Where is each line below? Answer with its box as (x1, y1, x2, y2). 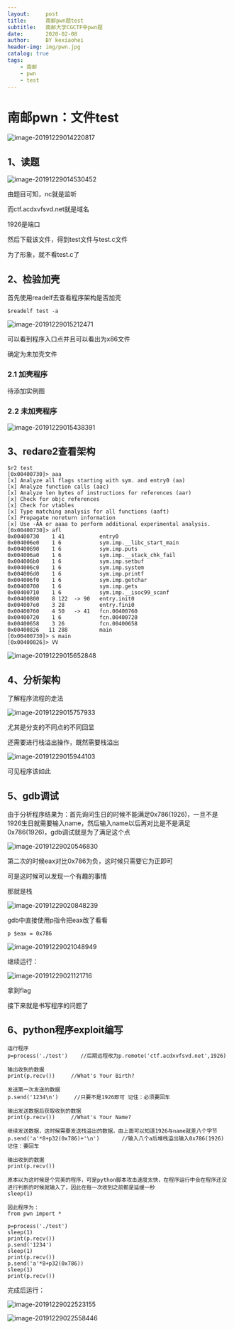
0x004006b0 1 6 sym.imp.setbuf (7, 558, 144, 566)
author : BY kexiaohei (7, 37, 84, 44)
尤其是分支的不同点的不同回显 (7, 723, 94, 731)
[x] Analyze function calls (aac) (7, 483, 110, 491)
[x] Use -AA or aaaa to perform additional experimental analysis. (7, 521, 211, 528)
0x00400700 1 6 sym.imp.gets (7, 583, 138, 591)
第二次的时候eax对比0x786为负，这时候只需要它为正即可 (7, 857, 174, 865)
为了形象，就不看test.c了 (7, 250, 80, 259)
